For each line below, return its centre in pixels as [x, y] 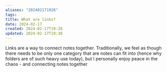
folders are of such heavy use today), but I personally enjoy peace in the [81, 59]
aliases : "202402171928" [32, 10]
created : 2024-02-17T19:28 [34, 29]
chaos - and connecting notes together [46, 64]
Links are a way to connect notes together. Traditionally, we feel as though [83, 48]
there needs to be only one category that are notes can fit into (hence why [83, 53]
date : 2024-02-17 [24, 24]
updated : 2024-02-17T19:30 [34, 33]
